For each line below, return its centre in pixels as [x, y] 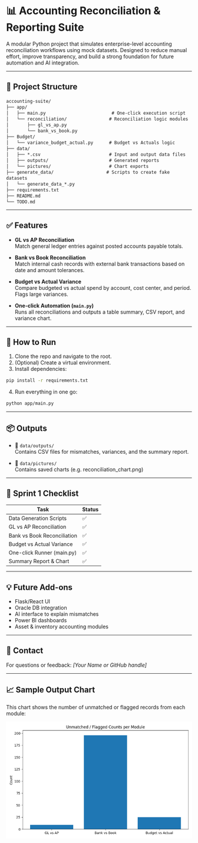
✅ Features [27, 226]
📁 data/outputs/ [34, 445]
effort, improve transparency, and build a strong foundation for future [90, 56]
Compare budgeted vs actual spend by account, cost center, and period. [103, 288]
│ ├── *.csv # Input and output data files [96, 154]
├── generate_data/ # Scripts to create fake [88, 172]
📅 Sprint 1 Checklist [42, 494]
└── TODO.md [21, 202]
